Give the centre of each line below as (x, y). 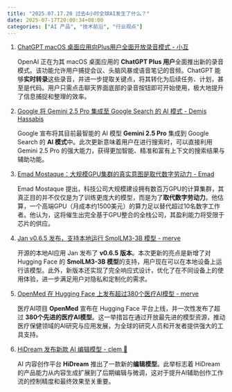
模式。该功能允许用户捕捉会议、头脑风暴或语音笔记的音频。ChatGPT (115, 71)
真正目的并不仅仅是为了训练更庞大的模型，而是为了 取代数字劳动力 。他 (117, 198)
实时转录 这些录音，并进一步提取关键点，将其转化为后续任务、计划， (121, 79)
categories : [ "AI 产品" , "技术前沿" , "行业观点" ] (75, 26)
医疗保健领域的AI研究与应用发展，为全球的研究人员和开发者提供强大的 (117, 326)
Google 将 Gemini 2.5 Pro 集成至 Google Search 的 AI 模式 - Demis (112, 111)
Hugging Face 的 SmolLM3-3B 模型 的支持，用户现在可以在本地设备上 (117, 262)
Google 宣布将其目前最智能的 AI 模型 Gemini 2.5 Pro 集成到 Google (113, 133)
